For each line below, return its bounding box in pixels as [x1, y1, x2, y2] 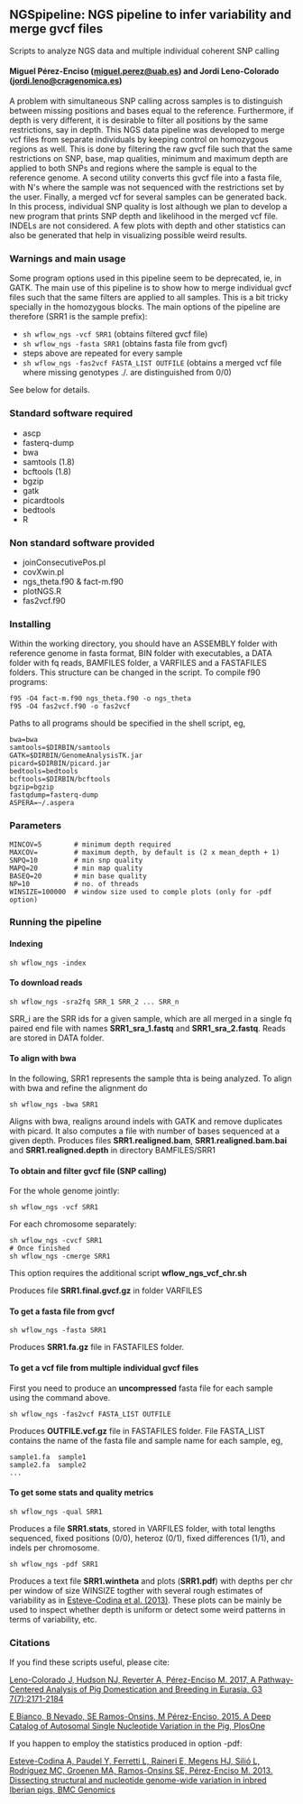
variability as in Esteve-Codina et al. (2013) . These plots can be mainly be [9, 1595, 282, 1605]
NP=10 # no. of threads [9, 879, 140, 888]
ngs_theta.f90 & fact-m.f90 [22, 576, 124, 587]
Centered [9, 1684, 45, 1695]
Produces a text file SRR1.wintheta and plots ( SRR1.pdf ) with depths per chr [9, 1575, 293, 1587]
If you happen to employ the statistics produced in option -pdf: [9, 1738, 243, 1749]
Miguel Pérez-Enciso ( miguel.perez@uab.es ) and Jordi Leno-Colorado [9, 66, 280, 77]
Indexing [9, 939, 43, 949]
